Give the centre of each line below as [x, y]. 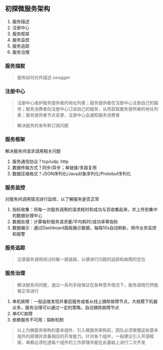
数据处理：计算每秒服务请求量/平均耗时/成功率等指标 [65, 222]
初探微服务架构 [28, 9]
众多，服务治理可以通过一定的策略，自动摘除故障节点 [66, 307]
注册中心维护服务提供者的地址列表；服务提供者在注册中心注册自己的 [85, 103]
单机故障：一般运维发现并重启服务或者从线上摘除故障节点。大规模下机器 [85, 301]
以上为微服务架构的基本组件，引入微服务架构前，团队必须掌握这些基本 [88, 330]
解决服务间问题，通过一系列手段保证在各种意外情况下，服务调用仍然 [85, 284]
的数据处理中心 [27, 216]
